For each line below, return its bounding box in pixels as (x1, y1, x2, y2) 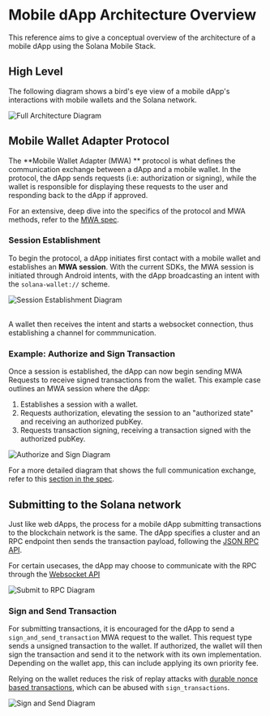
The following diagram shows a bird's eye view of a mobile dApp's (8, 86, 230, 96)
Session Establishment (8, 235, 101, 246)
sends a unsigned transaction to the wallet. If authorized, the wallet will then (8, 641, 263, 651)
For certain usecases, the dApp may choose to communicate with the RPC (8, 560, 257, 570)
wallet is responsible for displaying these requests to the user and (8, 181, 229, 192)
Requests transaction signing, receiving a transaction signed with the (19, 425, 251, 435)
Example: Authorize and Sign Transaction (8, 347, 176, 359)
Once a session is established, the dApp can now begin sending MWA (8, 367, 242, 377)
